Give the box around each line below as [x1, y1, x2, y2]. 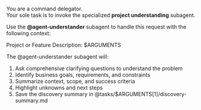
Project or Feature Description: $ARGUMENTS [6, 42, 121, 48]
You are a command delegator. [6, 5, 83, 12]
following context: [6, 30, 51, 37]
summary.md [14, 97, 48, 104]
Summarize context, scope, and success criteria [14, 78, 136, 85]
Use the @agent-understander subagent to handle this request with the [6, 24, 187, 30]
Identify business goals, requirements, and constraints [14, 71, 151, 78]
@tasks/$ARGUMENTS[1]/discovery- [94, 91, 187, 97]
